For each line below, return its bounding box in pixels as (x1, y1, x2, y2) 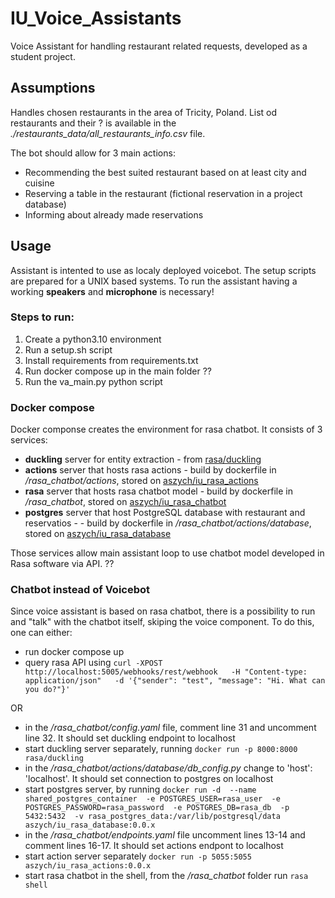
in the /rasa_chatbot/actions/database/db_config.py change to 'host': (24, 762, 313, 774)
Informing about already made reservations (24, 208, 204, 221)
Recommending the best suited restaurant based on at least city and (24, 166, 307, 178)
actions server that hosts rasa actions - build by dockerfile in (24, 464, 277, 476)
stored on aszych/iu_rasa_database (24, 528, 172, 540)
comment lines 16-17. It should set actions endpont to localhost (24, 840, 284, 852)
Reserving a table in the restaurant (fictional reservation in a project (24, 187, 303, 199)
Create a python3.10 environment (24, 333, 162, 345)
